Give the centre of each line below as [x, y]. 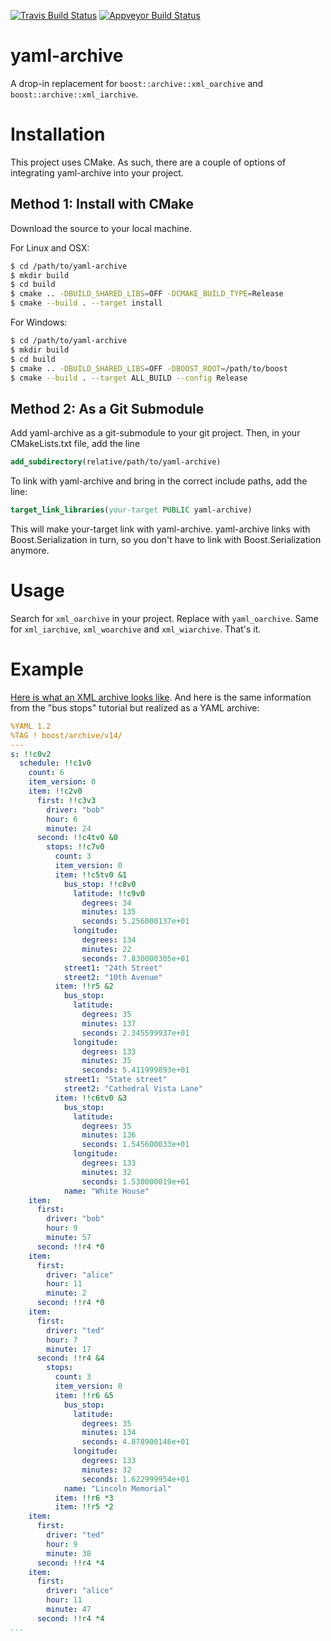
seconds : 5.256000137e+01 [135, 921]
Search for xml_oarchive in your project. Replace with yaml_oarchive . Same [164, 618]
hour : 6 [62, 819]
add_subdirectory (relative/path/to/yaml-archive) [116, 462]
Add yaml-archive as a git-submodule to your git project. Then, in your [155, 433]
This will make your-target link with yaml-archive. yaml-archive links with [160, 529]
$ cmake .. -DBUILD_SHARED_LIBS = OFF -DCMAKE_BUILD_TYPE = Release [147, 294]
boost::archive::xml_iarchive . [74, 94]
